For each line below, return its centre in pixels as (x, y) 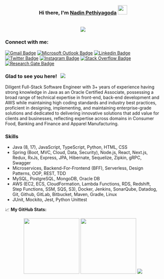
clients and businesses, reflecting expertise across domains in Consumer (80, 118)
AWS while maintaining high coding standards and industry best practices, (81, 102)
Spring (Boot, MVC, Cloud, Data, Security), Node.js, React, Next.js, (80, 153)
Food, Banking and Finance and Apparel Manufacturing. (62, 123)
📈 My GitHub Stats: (26, 209)
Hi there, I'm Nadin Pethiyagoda (78, 12)
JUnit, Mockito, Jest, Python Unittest (50, 199)
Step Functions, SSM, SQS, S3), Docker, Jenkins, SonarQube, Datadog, (85, 189)
